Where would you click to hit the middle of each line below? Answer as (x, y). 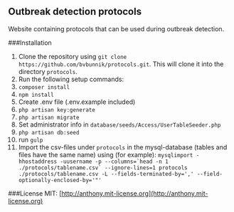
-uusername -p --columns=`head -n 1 (115, 161)
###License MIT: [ (35, 193)
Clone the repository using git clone (73, 56)
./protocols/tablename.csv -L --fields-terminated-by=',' (106, 174)
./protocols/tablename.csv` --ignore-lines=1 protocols (103, 168)
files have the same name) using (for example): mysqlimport (106, 154)
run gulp (31, 139)
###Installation (30, 43)
